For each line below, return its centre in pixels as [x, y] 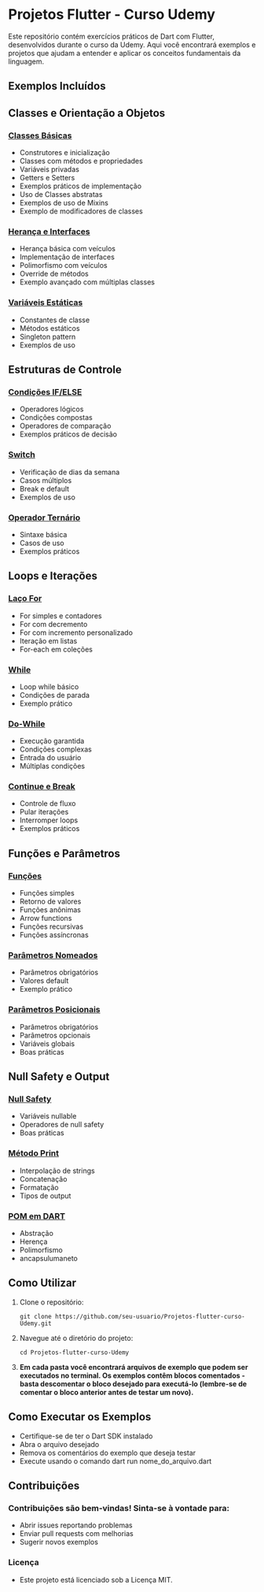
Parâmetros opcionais [55, 1035]
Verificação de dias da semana [70, 472]
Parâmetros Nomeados [53, 956]
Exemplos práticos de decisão [68, 434]
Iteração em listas [48, 640]
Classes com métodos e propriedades [81, 161]
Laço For [25, 599]
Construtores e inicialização [64, 153]
